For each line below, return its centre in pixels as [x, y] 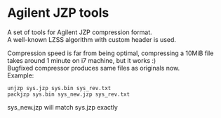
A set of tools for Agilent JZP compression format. [80, 32]
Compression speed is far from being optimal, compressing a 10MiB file [110, 53]
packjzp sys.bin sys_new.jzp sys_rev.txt [69, 94]
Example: [21, 75]
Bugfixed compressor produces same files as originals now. [94, 68]
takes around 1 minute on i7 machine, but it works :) [82, 60]
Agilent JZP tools [58, 13]
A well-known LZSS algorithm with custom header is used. [92, 39]
